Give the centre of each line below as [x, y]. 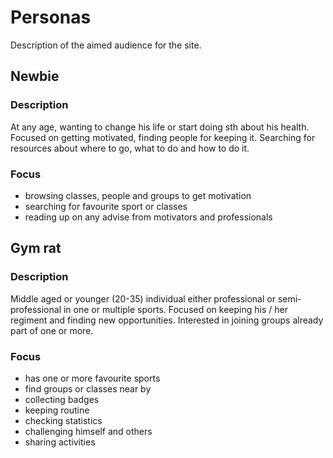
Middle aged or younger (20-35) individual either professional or [143, 298]
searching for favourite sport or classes [106, 206]
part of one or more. [52, 330]
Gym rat [36, 248]
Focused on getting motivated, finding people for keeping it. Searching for [163, 137]
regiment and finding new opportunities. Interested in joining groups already [167, 320]
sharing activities [60, 442]
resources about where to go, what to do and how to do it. [130, 148]
